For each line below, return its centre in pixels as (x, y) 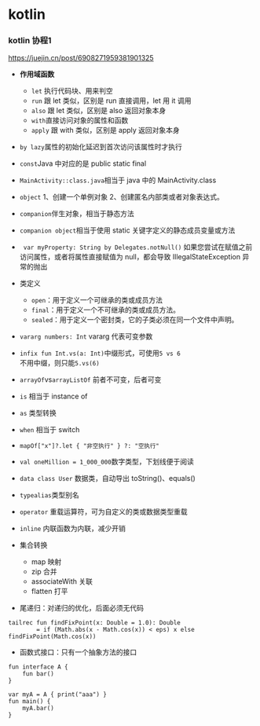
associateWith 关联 (62, 581)
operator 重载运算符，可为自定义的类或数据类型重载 (104, 511)
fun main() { (29, 702)
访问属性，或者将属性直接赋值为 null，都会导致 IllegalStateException (130, 257)
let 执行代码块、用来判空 (72, 91)
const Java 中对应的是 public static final (83, 163)
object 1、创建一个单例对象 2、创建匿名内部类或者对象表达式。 (121, 197)
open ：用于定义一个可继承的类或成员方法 (97, 300)
